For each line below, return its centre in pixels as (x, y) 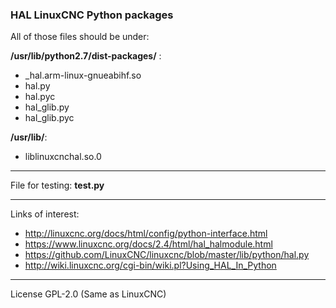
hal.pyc (40, 97)
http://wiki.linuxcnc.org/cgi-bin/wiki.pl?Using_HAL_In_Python (150, 265)
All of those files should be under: (80, 37)
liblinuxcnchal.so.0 (63, 157)
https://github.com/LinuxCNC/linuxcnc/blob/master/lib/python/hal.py (167, 255)
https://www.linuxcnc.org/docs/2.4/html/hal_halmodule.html (148, 244)
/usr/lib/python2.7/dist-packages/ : (86, 56)
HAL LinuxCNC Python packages (92, 15)
